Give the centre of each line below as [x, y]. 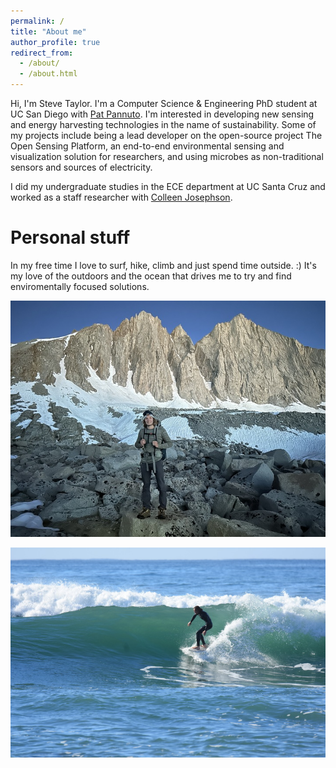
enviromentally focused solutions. [80, 286]
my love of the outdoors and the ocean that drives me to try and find [151, 276]
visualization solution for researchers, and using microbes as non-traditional [167, 156]
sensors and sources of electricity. [81, 167]
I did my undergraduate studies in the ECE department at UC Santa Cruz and [168, 186]
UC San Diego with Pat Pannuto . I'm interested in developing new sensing [162, 114]
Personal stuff [70, 237]
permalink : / [37, 21]
